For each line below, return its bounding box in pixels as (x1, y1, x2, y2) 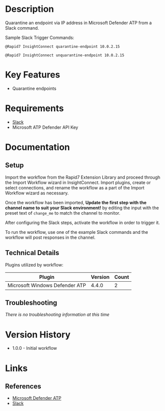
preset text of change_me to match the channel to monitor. (5, 210, 121, 216)
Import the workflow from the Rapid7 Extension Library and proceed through (5, 174, 161, 180)
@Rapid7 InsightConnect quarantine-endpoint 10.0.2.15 (5, 44, 120, 49)
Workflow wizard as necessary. (5, 190, 69, 196)
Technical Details (5, 249, 60, 257)
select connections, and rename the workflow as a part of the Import (5, 185, 144, 190)
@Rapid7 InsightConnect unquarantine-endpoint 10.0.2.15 (5, 53, 125, 58)
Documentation (5, 142, 70, 152)
